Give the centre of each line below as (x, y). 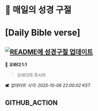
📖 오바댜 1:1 (16, 65)
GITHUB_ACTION (32, 102)
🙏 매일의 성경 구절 (38, 10)
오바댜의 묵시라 (31, 75)
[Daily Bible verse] (43, 33)
